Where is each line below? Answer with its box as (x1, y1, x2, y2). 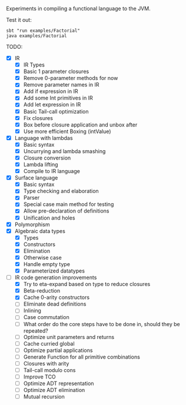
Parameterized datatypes (23, 267, 85, 274)
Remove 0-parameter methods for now (23, 75, 118, 82)
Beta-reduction (23, 287, 61, 294)
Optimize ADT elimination (23, 387, 85, 394)
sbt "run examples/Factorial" (6, 28, 81, 34)
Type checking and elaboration (23, 188, 99, 195)
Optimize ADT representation (23, 380, 94, 387)
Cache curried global (23, 340, 75, 347)
